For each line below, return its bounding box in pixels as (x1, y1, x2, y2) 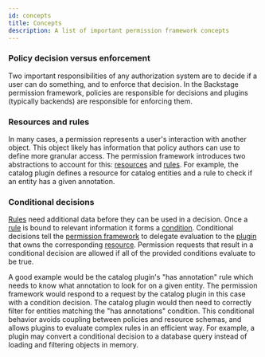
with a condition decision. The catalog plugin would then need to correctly (8, 298, 252, 308)
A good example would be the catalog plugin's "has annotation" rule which (8, 273, 254, 282)
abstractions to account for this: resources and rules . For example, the (8, 159, 239, 169)
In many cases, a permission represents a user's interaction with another (8, 134, 247, 143)
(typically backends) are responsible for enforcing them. (8, 96, 193, 106)
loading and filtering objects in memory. (8, 340, 139, 350)
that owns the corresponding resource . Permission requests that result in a (8, 240, 254, 249)
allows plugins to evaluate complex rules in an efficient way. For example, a (8, 324, 255, 333)
